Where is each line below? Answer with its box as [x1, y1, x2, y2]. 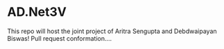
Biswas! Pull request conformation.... [7, 34, 112, 42]
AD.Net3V [7, 4, 67, 20]
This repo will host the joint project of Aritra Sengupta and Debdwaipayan [7, 27, 217, 35]
